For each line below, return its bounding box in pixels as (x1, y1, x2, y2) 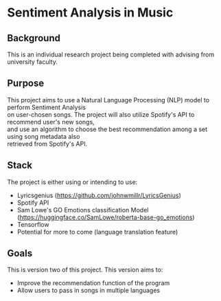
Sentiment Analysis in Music (7, 5, 174, 21)
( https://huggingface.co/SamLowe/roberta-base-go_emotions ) (16, 213, 195, 221)
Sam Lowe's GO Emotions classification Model (16, 205, 149, 214)
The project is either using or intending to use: (7, 177, 138, 186)
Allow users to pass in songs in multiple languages (16, 287, 160, 295)
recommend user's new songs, (7, 118, 95, 126)
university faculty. (7, 58, 58, 66)
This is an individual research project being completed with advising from (7, 50, 215, 58)
